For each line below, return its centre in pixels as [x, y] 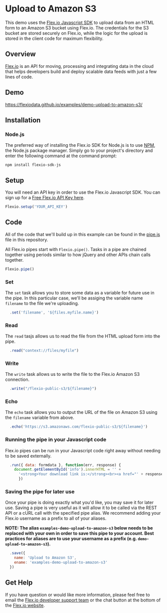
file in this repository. [27, 240]
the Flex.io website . [25, 605]
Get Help [19, 583]
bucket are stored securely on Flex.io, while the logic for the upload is [77, 33]
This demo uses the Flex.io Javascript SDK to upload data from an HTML [80, 22]
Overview [21, 54]
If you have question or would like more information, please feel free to [78, 595]
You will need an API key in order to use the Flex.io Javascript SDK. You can [83, 192]
